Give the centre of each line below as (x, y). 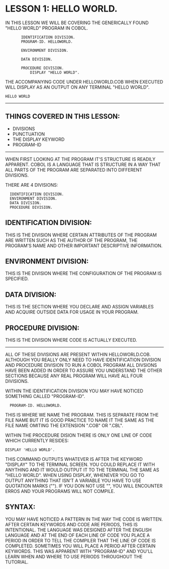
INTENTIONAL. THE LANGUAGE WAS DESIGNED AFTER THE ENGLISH (78, 530)
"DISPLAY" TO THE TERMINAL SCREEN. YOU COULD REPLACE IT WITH (80, 464)
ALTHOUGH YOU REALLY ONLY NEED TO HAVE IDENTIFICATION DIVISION (83, 360)
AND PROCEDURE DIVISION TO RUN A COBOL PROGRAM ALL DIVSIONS (81, 365)
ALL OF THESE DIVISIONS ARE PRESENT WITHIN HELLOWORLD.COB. (78, 354)
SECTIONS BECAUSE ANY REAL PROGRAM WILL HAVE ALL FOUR (74, 376)
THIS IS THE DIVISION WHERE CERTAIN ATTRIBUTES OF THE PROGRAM (81, 235)
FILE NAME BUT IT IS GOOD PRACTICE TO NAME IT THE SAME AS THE (80, 420)
